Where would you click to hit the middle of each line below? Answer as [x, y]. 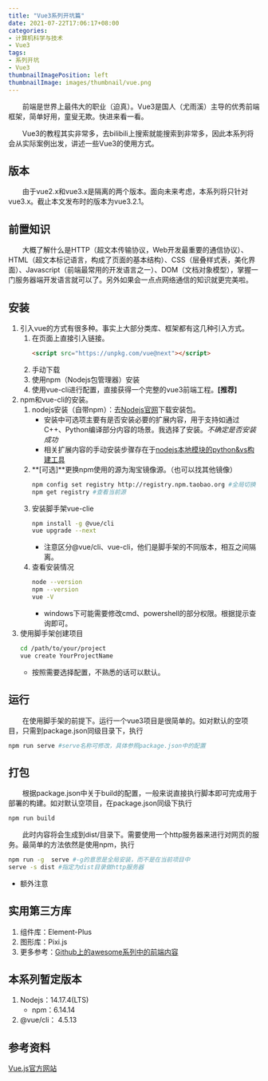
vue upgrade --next [64, 531]
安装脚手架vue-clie [63, 508]
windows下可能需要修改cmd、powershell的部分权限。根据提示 [146, 613]
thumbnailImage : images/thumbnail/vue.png [80, 82]
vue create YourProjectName [66, 656]
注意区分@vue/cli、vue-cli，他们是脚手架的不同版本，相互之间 [146, 547]
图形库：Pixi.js [43, 942]
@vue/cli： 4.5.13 [48, 1020]
